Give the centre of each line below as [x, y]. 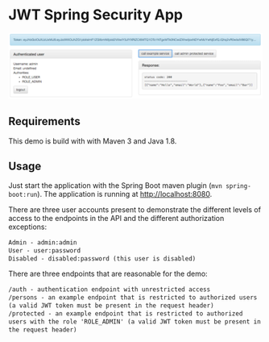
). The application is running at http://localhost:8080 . [125, 194]
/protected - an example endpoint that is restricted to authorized [126, 314]
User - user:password [45, 251]
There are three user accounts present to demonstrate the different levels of [135, 210]
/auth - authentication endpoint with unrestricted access [110, 290]
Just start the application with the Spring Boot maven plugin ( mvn [116, 186]
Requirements [44, 121]
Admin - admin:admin [43, 243]
